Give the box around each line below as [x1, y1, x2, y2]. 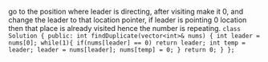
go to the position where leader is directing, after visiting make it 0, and [8, 7, 244, 16]
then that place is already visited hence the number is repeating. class [8, 24, 241, 33]
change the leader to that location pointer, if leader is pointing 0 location [8, 15, 247, 25]
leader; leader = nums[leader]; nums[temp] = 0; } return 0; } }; [8, 46, 235, 54]
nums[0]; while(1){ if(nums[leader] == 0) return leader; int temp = [8, 39, 246, 47]
